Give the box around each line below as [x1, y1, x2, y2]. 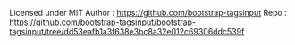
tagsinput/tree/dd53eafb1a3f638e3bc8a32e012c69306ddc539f [9, 26, 245, 36]
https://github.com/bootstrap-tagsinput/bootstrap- [9, 17, 197, 27]
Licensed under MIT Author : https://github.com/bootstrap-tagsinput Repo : [9, 8, 288, 18]
